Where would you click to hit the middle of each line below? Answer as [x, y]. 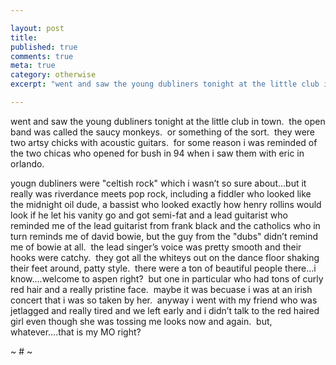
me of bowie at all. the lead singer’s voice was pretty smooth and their [156, 247]
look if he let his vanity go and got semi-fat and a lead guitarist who [149, 215]
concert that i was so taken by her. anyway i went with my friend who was [164, 300]
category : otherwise [53, 75]
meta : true [33, 66]
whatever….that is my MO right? [76, 332]
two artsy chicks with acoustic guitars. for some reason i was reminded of [164, 142]
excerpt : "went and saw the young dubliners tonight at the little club [165, 84]
